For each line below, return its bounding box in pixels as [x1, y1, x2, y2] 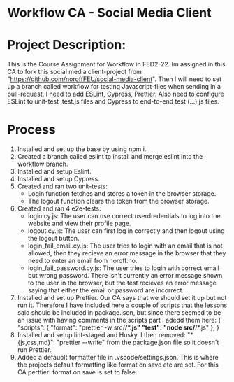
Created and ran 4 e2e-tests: [17, 204, 101, 213]
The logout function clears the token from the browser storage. [27, 197, 210, 206]
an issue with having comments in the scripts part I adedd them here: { [17, 316, 221, 325]
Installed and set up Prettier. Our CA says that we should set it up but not [17, 294, 227, 302]
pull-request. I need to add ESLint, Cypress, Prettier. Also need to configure [7, 90, 225, 99]
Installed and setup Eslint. [17, 167, 92, 176]
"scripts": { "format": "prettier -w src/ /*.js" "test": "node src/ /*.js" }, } [17, 323, 220, 332]
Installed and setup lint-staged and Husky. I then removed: [17, 331, 187, 339]
